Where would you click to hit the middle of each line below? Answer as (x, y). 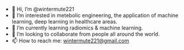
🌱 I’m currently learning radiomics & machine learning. (77, 28)
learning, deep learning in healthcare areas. (64, 21)
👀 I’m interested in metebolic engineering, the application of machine (95, 15)
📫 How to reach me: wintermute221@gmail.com (70, 41)
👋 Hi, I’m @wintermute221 (43, 9)
